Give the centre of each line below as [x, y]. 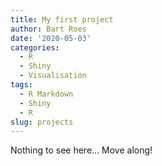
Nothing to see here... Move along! [81, 150]
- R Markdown [46, 94]
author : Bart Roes [48, 29]
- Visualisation [53, 76]
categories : [35, 47]
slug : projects [42, 122]
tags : [21, 85]
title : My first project [62, 19]
